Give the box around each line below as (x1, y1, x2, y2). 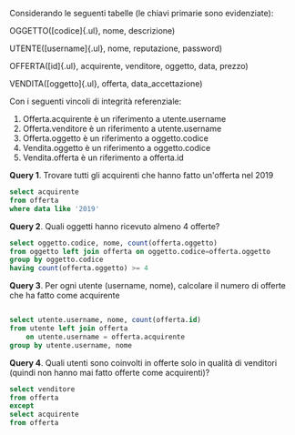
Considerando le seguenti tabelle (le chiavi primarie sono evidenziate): (9, 8, 274, 18)
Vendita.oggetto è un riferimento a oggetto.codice (22, 143, 211, 153)
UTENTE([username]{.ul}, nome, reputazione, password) (9, 43, 223, 54)
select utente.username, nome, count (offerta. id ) (9, 316, 202, 325)
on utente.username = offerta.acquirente (25, 332, 185, 341)
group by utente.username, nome (9, 340, 132, 349)
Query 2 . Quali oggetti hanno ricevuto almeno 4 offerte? (9, 220, 220, 231)
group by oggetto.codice (9, 255, 104, 265)
